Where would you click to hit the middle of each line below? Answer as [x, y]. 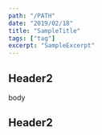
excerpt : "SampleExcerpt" [51, 46]
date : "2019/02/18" [41, 23]
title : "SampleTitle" [45, 31]
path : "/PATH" [32, 16]
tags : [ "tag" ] [32, 38]
